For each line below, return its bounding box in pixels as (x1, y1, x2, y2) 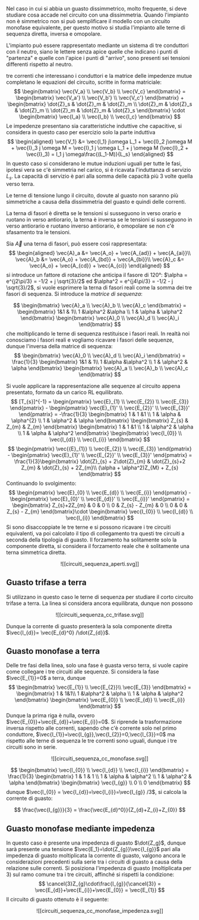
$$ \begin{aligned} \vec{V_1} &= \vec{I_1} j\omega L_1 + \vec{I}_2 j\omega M (7, 138, 192, 145)
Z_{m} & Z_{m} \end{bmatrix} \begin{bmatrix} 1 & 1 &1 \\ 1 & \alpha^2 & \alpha (6, 423, 194, 430)
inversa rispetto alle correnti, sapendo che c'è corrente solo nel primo (6, 724, 177, 732)
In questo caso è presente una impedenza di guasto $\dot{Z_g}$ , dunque (6, 839, 186, 846)
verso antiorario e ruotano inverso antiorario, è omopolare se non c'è (6, 222, 175, 229)
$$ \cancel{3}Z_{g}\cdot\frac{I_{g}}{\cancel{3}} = (38, 880, 162, 887)
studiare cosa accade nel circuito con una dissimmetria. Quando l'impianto (6, 11, 189, 18)
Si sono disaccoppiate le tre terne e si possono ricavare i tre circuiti (6, 523, 171, 531)
